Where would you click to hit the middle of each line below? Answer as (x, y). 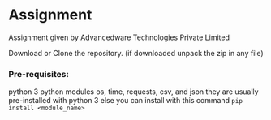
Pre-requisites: (39, 74)
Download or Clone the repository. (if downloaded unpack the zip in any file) (136, 53)
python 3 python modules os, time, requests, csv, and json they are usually (133, 92)
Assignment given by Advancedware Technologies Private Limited (119, 37)
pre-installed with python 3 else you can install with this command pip (126, 101)
